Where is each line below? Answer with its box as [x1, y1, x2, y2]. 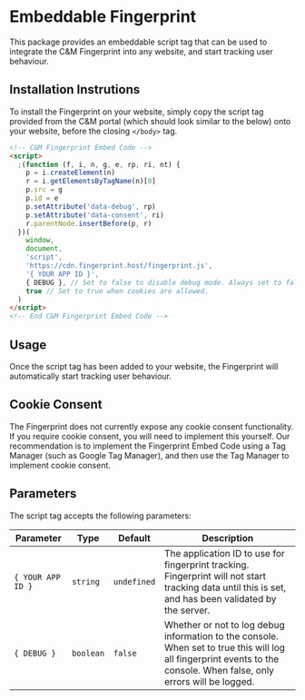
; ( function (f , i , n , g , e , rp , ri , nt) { [17, 160, 181, 169]
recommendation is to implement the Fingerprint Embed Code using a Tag [9, 440, 286, 451]
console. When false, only [163, 664, 275, 676]
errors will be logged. [163, 675, 255, 687]
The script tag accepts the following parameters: [9, 510, 192, 521]
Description [202, 531, 254, 544]
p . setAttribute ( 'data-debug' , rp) [25, 202, 156, 211]
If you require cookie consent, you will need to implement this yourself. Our [9, 430, 290, 441]
